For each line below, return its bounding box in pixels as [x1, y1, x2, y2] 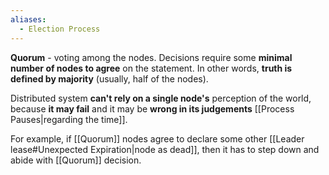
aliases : [10, 14, 47, 25]
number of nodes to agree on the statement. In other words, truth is [10, 62, 293, 74]
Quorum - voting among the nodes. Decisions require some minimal [10, 51, 293, 63]
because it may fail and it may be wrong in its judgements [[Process [10, 102, 295, 115]
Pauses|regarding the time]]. [10, 113, 128, 125]
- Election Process [19, 24, 101, 34]
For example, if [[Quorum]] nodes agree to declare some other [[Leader [10, 132, 305, 145]
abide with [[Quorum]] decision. [10, 154, 142, 166]
